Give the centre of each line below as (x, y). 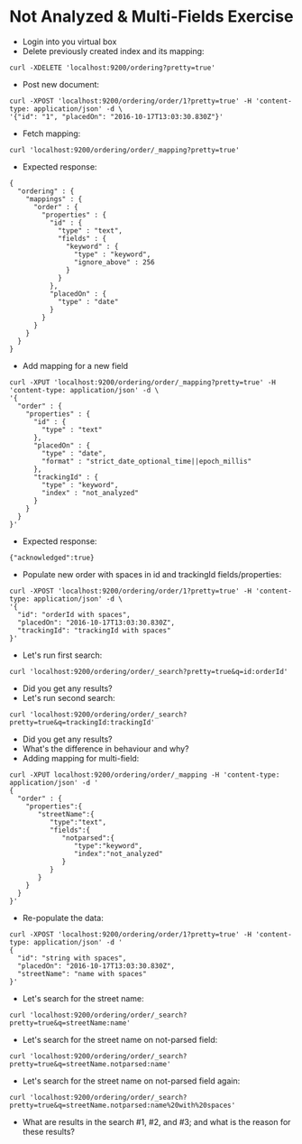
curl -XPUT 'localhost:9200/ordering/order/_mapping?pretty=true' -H (143, 382)
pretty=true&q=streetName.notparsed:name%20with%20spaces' (123, 1105)
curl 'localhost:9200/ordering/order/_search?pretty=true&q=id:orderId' (149, 671)
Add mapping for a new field (75, 365)
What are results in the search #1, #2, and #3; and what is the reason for (156, 1121)
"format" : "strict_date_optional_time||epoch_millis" (147, 461)
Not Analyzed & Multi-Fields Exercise (151, 17)
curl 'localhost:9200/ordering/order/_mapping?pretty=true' (125, 150)
